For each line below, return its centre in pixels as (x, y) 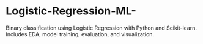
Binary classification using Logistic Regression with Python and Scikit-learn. (101, 28)
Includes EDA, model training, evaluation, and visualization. (80, 34)
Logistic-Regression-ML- (71, 11)
